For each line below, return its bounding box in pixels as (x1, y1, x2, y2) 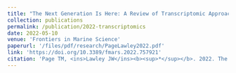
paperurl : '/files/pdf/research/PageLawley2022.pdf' (7, 42, 165, 49)
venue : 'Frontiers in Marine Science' (7, 36, 121, 43)
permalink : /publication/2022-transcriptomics (7, 23, 146, 30)
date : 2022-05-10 (7, 29, 58, 37)
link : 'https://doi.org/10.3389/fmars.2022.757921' (7, 49, 162, 56)
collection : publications (7, 17, 83, 24)
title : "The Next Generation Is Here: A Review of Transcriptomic (7, 10, 206, 17)
